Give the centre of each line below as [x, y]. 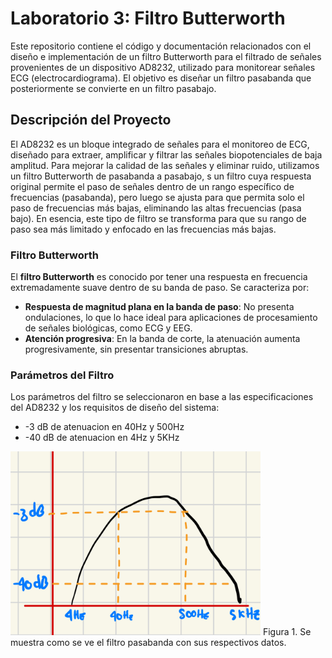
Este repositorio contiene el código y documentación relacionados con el [161, 46]
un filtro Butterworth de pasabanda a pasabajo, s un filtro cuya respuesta [161, 176]
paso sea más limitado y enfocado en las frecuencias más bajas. [143, 229]
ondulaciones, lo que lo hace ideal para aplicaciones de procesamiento [171, 318]
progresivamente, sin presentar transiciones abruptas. [136, 349]
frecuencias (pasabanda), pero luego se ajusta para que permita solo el [157, 197]
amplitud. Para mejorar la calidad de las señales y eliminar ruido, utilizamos [165, 165]
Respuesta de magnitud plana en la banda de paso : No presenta [159, 307]
